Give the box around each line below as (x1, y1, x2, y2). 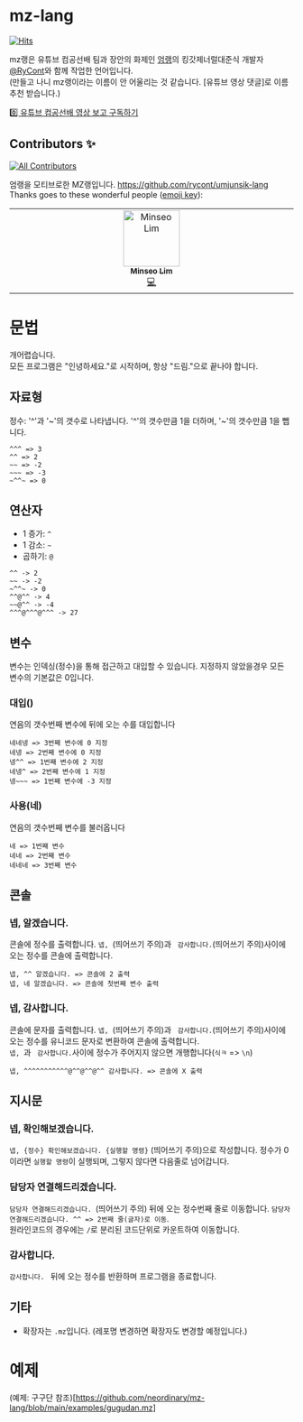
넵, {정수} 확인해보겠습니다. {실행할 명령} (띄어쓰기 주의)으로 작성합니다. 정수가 (9, 1145, 282, 1156)
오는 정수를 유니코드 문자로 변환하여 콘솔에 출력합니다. (9, 1035, 200, 1047)
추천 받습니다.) (9, 88, 61, 98)
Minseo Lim (130, 265, 173, 276)
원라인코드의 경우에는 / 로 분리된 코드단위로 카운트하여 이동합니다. (9, 1223, 241, 1234)
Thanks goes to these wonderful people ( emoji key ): (9, 189, 204, 199)
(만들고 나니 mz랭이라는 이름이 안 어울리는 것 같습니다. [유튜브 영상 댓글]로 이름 (9, 76, 289, 87)
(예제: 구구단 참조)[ (9, 1391, 77, 1403)
